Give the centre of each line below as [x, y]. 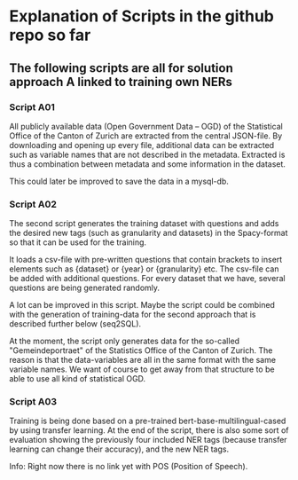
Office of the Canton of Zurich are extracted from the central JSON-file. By [146, 136]
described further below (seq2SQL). [75, 324]
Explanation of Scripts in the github [142, 16]
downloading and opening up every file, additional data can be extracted [142, 145]
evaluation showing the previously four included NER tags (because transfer [148, 440]
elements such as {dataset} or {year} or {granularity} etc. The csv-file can [144, 269]
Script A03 [33, 402]
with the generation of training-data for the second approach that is [133, 315]
